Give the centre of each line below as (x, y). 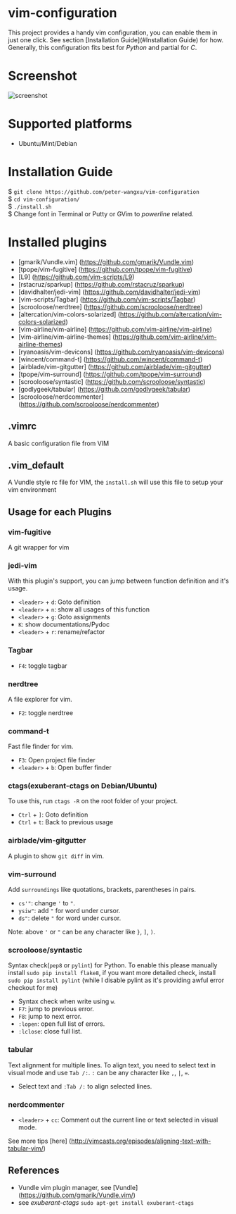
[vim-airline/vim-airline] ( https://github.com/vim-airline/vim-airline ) (115, 329)
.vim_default (36, 465)
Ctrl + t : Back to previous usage (66, 822)
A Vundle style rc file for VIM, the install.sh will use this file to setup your (116, 482)
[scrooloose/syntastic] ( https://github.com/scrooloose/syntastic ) (112, 381)
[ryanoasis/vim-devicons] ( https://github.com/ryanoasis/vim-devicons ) (121, 352)
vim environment (32, 490)
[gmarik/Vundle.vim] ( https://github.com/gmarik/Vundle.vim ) (106, 261)
